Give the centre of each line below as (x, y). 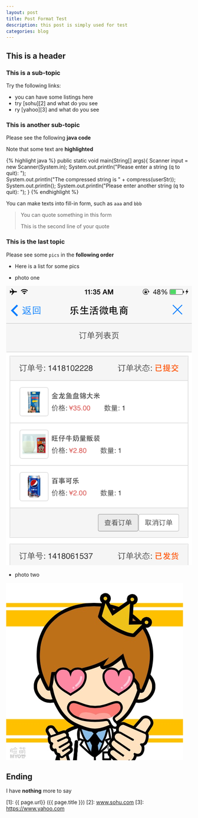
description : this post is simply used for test (67, 25)
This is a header (36, 56)
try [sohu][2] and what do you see (56, 103)
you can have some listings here (54, 97)
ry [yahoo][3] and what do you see (57, 109)
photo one (27, 277)
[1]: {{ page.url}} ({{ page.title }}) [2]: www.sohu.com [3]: (75, 802)
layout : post (22, 12)
